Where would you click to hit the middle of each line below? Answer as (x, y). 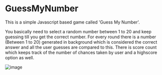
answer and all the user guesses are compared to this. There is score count (81, 47)
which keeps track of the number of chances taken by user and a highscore (81, 52)
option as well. (20, 57)
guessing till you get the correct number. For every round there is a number (81, 37)
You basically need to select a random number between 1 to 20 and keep (78, 31)
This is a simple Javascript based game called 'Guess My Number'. (72, 22)
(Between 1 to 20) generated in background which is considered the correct (81, 42)
